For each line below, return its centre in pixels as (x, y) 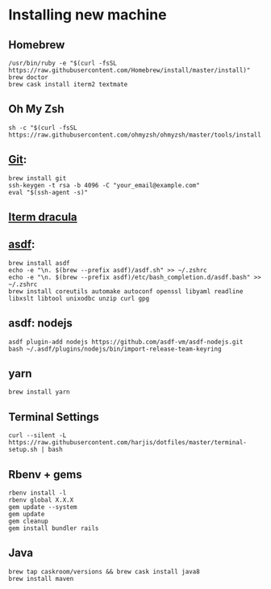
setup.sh (23, 450)
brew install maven (41, 578)
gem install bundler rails (54, 528)
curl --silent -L (38, 435)
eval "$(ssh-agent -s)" (48, 192)
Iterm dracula (43, 217)
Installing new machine (88, 15)
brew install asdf (39, 263)
